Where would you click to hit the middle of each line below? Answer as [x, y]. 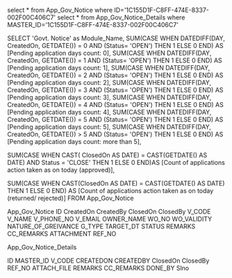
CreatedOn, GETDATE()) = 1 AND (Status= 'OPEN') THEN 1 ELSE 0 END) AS [115, 60]
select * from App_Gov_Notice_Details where [121, 17]
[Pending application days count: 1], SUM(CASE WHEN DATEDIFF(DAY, [109, 68]
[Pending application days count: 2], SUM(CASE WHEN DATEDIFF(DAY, [109, 82]
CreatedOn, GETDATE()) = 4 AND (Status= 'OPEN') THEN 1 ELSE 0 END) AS [115, 105]
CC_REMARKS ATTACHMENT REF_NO [62, 234]
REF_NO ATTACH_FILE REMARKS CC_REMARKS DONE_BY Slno [98, 268]
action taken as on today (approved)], [61, 170]
